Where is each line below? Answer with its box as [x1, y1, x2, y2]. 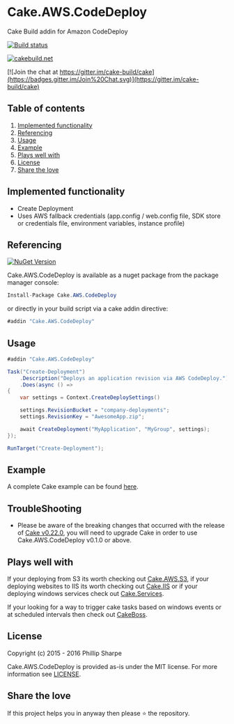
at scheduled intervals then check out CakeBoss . [7, 611, 148, 618]
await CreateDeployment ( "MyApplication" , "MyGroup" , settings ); [19, 425, 210, 432]
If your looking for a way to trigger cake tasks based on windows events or [7, 603, 221, 611]
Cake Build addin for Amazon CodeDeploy [7, 27, 128, 36]
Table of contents [7, 102, 85, 115]
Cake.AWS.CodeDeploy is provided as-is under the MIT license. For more [7, 662, 218, 670]
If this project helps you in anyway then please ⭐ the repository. [7, 709, 190, 717]
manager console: [7, 278, 59, 287]
